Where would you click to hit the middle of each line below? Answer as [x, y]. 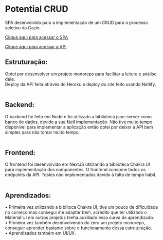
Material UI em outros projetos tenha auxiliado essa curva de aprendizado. [80, 218]
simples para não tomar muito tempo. [43, 132]
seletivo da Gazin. [23, 27]
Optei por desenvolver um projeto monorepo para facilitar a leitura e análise [81, 74]
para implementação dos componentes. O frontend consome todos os [75, 170]
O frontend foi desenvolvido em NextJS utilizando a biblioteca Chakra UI [78, 164]
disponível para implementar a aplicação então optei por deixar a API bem [79, 127]
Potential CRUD [37, 9]
